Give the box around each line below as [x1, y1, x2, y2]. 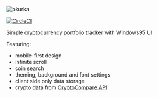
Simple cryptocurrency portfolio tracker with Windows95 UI [6, 29, 153, 36]
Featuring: [6, 41, 32, 47]
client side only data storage [14, 78, 85, 84]
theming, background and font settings [14, 71, 111, 78]
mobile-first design [14, 52, 62, 59]
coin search [14, 65, 44, 72]
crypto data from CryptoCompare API [14, 84, 107, 91]
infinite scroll [14, 59, 47, 65]
